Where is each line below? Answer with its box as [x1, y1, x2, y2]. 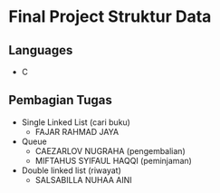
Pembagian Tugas [8, 92, 112, 108]
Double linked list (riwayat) [21, 165, 121, 176]
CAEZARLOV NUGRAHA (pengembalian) [34, 145, 187, 156]
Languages [8, 43, 73, 58]
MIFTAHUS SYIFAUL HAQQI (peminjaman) [34, 155, 192, 166]
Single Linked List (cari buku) [21, 116, 130, 128]
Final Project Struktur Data [8, 6, 212, 27]
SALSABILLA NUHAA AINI [34, 174, 132, 185]
